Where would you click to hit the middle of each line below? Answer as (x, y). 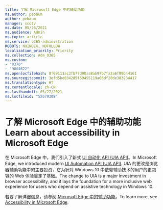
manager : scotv (21, 23)
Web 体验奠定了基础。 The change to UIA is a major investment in (80, 176)
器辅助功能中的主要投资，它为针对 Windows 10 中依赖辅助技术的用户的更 (79, 170)
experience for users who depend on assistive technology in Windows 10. (79, 186)
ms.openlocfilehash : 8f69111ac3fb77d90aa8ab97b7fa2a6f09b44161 (71, 74)
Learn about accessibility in (62, 133)
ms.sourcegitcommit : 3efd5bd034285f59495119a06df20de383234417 (71, 78)
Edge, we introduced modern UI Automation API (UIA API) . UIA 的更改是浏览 (81, 164)
